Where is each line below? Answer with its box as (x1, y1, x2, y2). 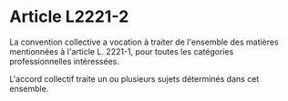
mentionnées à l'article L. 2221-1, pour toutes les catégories (9, 45, 234, 56)
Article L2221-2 (9, 6, 129, 27)
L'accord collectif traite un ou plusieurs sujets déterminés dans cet (9, 73, 260, 84)
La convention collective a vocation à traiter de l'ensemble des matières (9, 36, 280, 47)
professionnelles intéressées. (9, 56, 120, 66)
